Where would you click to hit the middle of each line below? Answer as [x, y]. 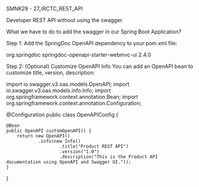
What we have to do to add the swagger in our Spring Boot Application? [94, 32]
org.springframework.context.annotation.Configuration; [74, 103]
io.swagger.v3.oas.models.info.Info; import [59, 91]
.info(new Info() [59, 141]
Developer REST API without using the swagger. [65, 20]
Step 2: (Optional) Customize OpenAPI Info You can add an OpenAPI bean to [100, 66]
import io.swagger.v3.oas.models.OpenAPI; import [68, 84]
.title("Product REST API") [94, 147]
